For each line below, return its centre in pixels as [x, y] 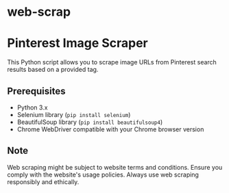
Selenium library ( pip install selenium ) [74, 114]
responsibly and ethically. [43, 181]
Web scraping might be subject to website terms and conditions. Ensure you [115, 167]
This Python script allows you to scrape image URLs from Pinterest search [112, 62]
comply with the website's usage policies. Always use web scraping [103, 175]
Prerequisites [36, 91]
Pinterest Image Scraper [78, 43]
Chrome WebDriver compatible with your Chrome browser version [110, 129]
